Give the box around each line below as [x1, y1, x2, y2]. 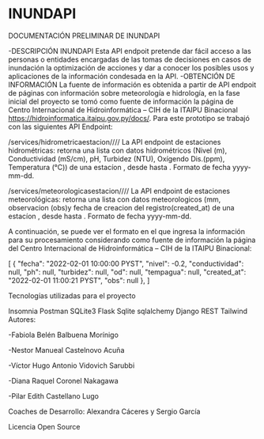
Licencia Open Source [8, 422, 81, 431]
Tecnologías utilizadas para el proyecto [8, 290, 136, 301]
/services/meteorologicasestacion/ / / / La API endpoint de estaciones [8, 186, 231, 195]
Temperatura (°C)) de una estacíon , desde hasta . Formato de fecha [8, 162, 231, 172]
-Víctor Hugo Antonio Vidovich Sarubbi [8, 361, 135, 370]
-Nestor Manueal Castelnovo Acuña [8, 345, 125, 354]
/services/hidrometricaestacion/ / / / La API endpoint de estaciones [8, 137, 221, 146]
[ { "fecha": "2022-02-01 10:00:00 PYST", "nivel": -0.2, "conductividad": [8, 259, 244, 268]
